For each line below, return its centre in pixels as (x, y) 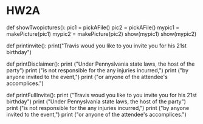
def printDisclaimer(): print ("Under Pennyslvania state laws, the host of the (101, 64)
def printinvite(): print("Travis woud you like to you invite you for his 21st (97, 46)
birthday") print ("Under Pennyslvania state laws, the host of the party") (96, 102)
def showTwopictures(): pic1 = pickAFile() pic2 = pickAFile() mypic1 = (93, 27)
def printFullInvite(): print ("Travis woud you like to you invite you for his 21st (102, 95)
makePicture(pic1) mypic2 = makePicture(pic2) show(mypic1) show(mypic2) (101, 33)
